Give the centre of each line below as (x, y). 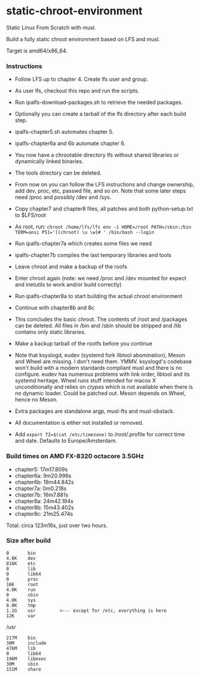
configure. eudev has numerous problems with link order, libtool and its (102, 374)
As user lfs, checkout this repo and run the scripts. (77, 91)
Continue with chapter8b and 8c (55, 308)
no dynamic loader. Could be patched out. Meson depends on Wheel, (100, 393)
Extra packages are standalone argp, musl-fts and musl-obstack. (95, 411)
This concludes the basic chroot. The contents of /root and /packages (101, 319)
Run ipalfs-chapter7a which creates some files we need (83, 244)
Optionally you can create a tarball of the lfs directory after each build (100, 114)
